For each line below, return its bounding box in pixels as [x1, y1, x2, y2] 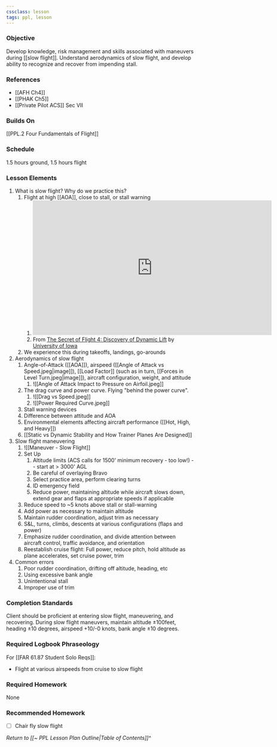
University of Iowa [32, 342, 78, 349]
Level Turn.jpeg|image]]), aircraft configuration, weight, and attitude [23, 373, 191, 381]
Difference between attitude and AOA [23, 412, 116, 419]
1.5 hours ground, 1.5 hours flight [6, 159, 87, 166]
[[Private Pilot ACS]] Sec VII [14, 102, 84, 109]
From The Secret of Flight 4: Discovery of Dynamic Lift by [32, 336, 175, 343]
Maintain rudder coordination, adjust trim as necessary [23, 514, 159, 521]
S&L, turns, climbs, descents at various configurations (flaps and [23, 520, 183, 527]
